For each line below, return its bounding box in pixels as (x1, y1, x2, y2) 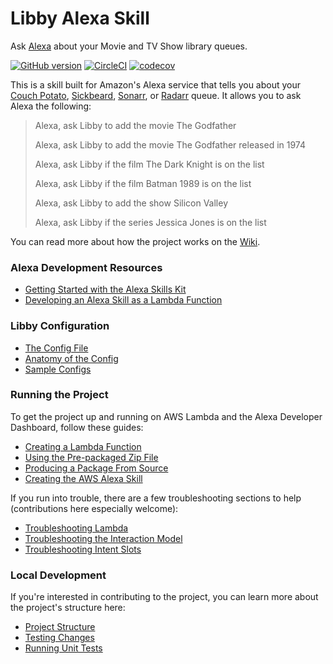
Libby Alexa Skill (10, 7, 150, 30)
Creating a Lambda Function (24, 440, 142, 452)
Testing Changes (24, 632, 95, 644)
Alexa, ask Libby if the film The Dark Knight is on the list (34, 158, 265, 170)
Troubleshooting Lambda (24, 522, 129, 534)
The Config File (24, 342, 89, 354)
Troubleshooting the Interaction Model (24, 532, 183, 544)
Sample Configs (24, 363, 92, 375)
